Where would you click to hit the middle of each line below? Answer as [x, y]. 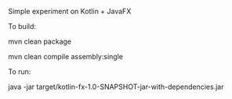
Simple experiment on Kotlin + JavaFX [70, 11]
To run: [20, 72]
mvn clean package [40, 41]
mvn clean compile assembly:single [66, 57]
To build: [22, 26]
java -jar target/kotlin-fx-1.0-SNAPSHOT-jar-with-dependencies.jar [116, 87]
